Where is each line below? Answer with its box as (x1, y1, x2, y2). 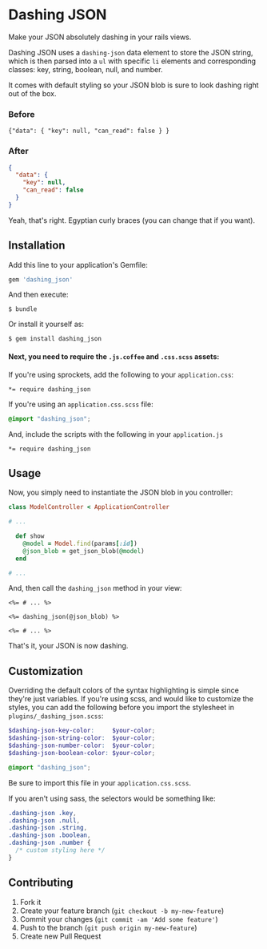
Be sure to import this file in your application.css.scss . (8, 777, 192, 787)
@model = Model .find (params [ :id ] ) (22, 539, 137, 547)
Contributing (8, 876, 74, 890)
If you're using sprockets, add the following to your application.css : (8, 370, 234, 379)
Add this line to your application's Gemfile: (8, 260, 148, 269)
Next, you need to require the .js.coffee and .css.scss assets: (8, 352, 220, 361)
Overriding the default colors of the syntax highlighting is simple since (8, 685, 240, 695)
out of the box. (8, 88, 57, 98)
